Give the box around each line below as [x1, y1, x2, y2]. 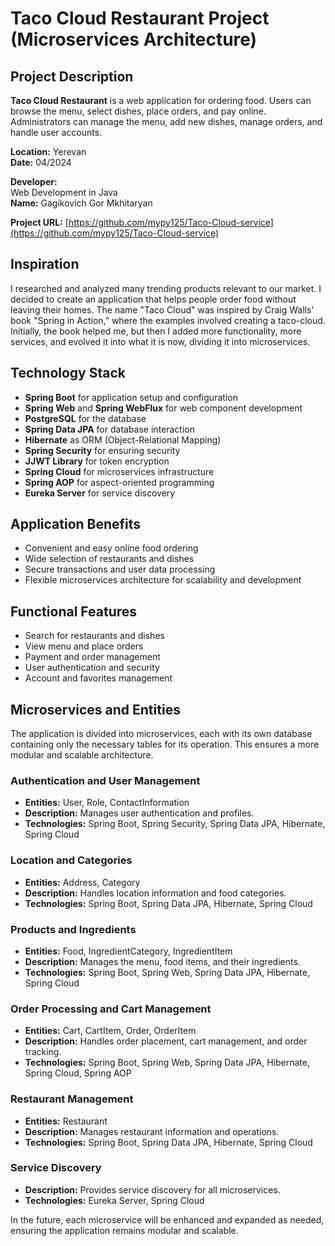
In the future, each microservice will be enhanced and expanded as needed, [10, 1213, 325, 1226]
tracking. [24, 1046, 62, 1058]
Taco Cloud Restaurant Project [10, 7, 270, 30]
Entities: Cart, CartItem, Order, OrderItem [24, 1025, 197, 1037]
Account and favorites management [24, 672, 173, 684]
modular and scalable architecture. [10, 749, 154, 761]
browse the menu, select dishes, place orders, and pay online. [10, 105, 267, 117]
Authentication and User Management [10, 773, 201, 787]
